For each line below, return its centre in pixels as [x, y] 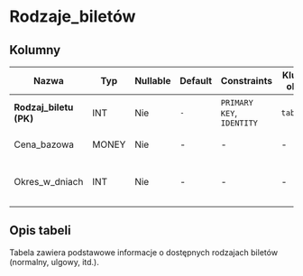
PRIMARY [237, 102]
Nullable [153, 81]
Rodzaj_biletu [44, 107]
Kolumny [35, 50]
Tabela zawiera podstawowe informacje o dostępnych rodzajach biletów [143, 252]
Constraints [247, 81]
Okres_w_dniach [49, 182]
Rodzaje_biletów [73, 17]
